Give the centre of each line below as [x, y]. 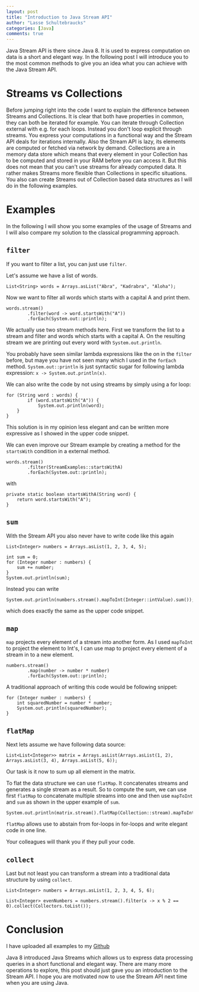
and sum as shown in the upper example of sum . [63, 802]
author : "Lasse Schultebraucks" [46, 23]
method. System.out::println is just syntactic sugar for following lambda [95, 367]
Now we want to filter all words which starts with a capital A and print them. [98, 297]
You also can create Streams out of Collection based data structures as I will [99, 179]
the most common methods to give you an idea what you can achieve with [97, 64]
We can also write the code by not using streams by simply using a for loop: [99, 384]
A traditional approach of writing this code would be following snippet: [92, 687]
